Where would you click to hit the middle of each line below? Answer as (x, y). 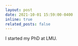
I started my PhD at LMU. (31, 38)
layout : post (19, 10)
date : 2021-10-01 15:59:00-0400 (39, 15)
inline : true (19, 19)
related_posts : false (28, 24)
